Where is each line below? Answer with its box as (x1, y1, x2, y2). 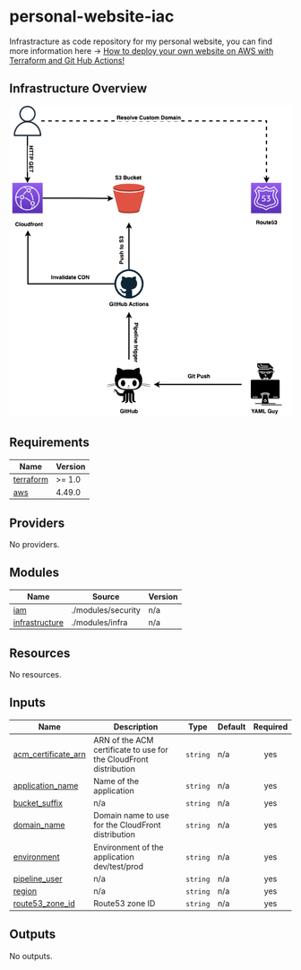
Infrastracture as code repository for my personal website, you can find (9, 36, 273, 47)
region (13, 886, 38, 896)
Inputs (9, 695, 47, 711)
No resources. (9, 669, 62, 680)
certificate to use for (93, 744, 168, 755)
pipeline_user (13, 873, 63, 884)
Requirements (9, 435, 90, 450)
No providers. (9, 538, 60, 549)
